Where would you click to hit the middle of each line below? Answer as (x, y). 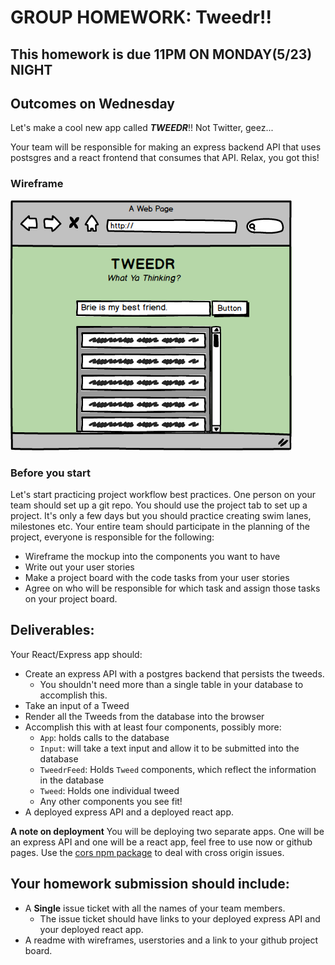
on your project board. (71, 598)
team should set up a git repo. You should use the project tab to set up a (159, 505)
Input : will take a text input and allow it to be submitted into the (169, 748)
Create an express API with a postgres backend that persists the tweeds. (174, 673)
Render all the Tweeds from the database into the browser (144, 716)
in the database (72, 780)
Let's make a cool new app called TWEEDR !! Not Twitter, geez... (142, 128)
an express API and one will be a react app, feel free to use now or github (161, 842)
